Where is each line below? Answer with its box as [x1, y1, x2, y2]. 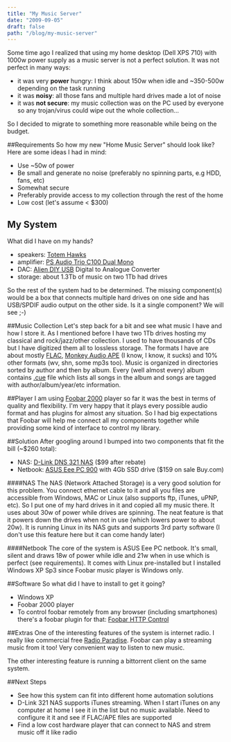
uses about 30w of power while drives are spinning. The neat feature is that [7, 509, 223, 517]
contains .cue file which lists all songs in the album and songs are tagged [7, 373, 216, 382]
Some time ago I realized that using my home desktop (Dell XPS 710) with [7, 49, 217, 57]
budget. [7, 127, 30, 135]
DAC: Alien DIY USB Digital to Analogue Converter [17, 265, 160, 274]
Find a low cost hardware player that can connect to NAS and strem [17, 720, 212, 729]
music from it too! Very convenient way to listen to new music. [7, 643, 185, 652]
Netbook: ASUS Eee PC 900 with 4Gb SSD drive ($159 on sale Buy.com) [17, 465, 224, 474]
